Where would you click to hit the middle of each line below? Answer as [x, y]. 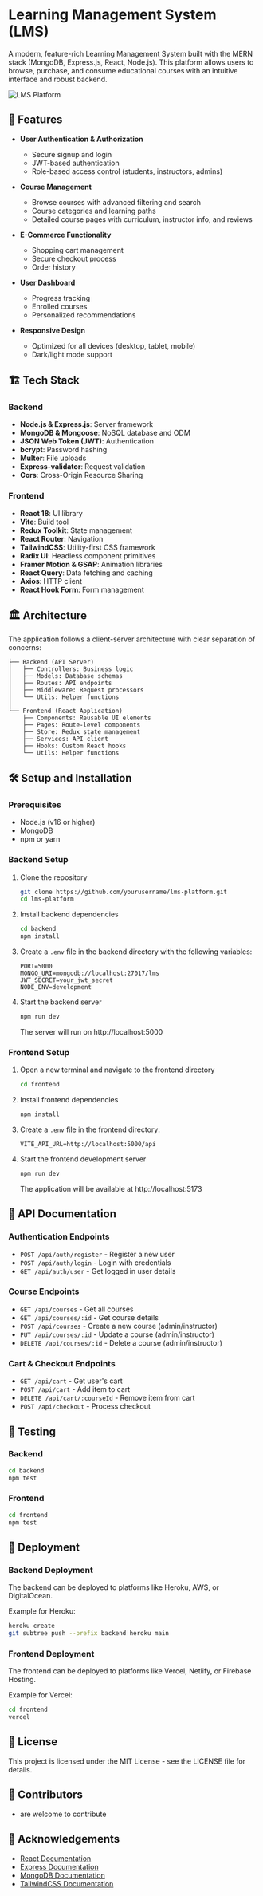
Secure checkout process [74, 258]
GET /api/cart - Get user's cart [71, 1381]
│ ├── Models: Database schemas [66, 676]
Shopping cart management [77, 250]
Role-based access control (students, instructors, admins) [127, 171]
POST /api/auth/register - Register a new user [97, 1254]
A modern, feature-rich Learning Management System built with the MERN [131, 53]
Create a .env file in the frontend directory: [90, 1129]
